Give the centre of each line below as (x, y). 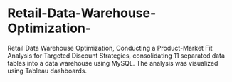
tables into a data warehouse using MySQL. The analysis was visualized (113, 63)
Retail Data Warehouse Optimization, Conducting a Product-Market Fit (110, 48)
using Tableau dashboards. (47, 71)
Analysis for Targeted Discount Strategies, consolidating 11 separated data (116, 56)
